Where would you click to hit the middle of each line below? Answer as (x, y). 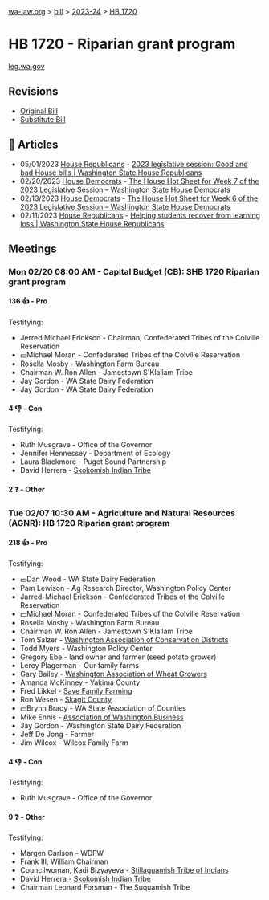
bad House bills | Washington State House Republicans (111, 173)
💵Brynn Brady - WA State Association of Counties (103, 708)
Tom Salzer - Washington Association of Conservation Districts (124, 640)
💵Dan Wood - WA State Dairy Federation (88, 579)
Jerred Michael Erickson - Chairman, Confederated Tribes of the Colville (140, 338)
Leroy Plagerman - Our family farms (79, 665)
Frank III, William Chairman (64, 861)
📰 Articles (33, 145)
